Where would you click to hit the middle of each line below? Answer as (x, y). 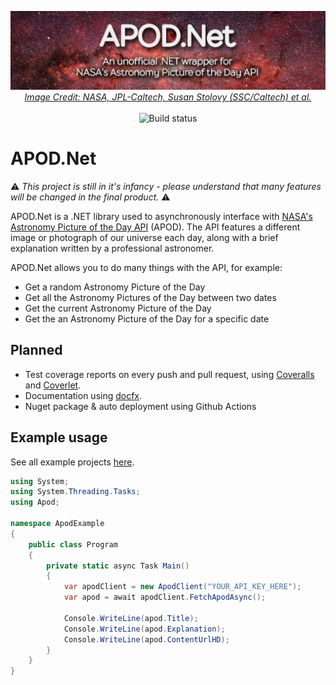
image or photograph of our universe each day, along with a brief (144, 237)
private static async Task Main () (118, 566)
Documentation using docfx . (83, 395)
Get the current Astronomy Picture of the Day (118, 308)
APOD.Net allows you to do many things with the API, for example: (146, 267)
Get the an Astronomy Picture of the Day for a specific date (147, 318)
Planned (36, 350)
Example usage (59, 437)
